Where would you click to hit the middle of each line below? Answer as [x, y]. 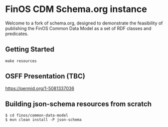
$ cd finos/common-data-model [37, 115]
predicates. [17, 33]
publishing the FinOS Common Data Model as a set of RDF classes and [78, 28]
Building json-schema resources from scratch [78, 104]
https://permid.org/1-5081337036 [40, 88]
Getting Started [30, 49]
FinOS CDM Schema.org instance [76, 9]
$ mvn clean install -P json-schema [43, 120]
